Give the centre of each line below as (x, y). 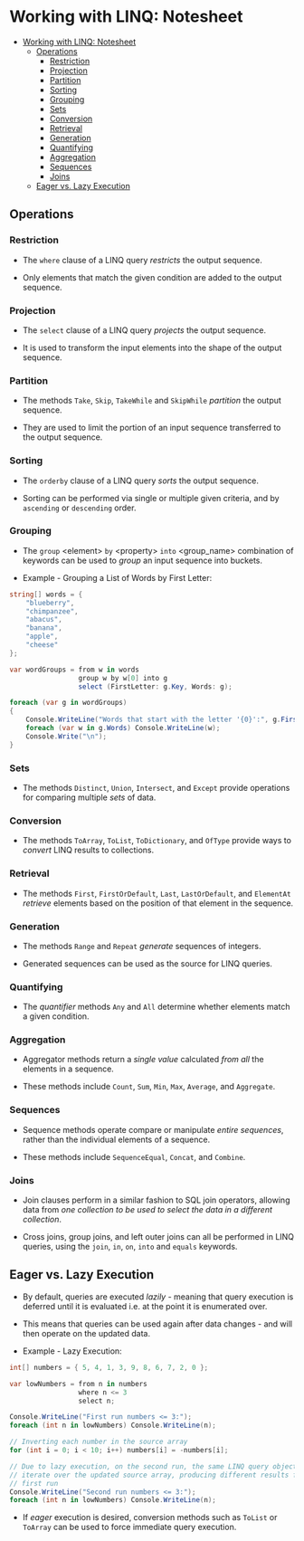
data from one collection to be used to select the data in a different (147, 1210)
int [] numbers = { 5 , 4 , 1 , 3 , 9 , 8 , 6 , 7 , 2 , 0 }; (109, 1367)
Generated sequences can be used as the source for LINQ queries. (147, 963)
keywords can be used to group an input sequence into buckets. (142, 560)
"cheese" (42, 645)
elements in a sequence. (68, 1069)
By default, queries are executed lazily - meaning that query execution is (158, 1297)
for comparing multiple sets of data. (89, 797)
